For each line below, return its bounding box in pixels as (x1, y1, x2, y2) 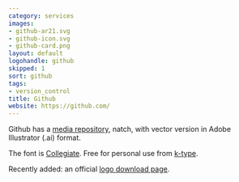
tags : (8, 79, 27, 87)
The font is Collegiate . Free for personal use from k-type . (8, 149, 198, 159)
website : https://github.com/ (8, 102, 111, 110)
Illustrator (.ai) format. (8, 133, 81, 142)
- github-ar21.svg (8, 27, 70, 35)
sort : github (8, 72, 53, 80)
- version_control (8, 87, 70, 95)
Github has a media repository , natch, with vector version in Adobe (8, 125, 232, 134)
